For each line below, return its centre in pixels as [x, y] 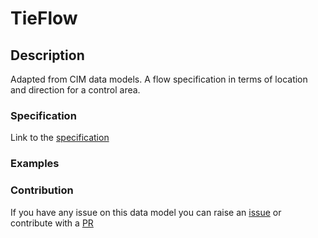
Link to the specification [60, 138]
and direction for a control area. [75, 90]
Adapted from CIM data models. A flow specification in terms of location [159, 79]
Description [47, 55]
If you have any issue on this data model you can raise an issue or [146, 212]
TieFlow [44, 18]
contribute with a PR [52, 223]
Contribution [42, 190]
